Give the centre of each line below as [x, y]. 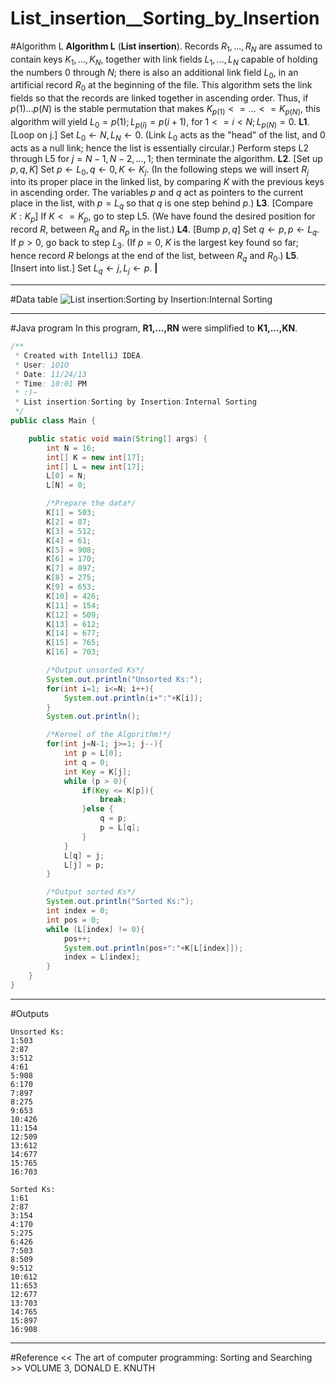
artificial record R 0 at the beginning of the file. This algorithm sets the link [161, 86]
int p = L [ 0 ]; [93, 753]
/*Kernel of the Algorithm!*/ [109, 735]
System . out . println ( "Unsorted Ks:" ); [124, 679]
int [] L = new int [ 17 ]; [95, 467]
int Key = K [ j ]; [97, 772]
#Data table [34, 299]
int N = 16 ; [71, 448]
